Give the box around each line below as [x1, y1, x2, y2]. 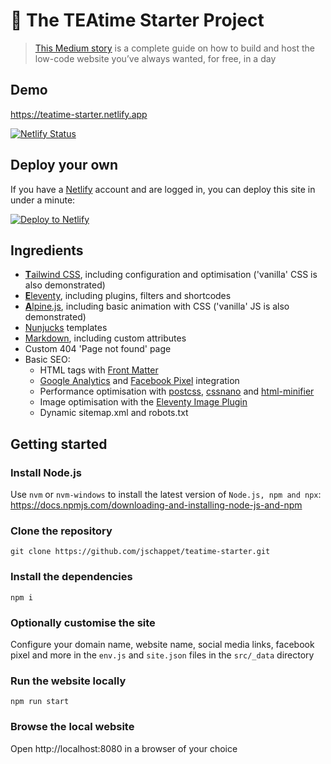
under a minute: [10, 194, 76, 206]
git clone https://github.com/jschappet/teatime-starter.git [10, 547, 271, 557]
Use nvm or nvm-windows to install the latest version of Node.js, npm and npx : [10, 489, 322, 501]
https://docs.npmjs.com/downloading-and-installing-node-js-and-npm [10, 499, 303, 511]
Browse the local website [10, 720, 135, 734]
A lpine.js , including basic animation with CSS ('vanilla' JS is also [24, 300, 290, 313]
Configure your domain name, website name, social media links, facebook [10, 638, 315, 650]
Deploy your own [10, 157, 118, 174]
